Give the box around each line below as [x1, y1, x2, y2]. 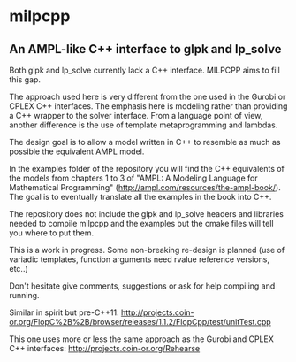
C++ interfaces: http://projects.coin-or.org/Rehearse [9, 343, 201, 353]
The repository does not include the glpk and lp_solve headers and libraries [9, 209, 285, 219]
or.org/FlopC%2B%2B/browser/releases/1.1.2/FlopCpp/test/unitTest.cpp [9, 317, 271, 327]
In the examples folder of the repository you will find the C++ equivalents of [9, 164, 285, 173]
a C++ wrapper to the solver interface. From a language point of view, [9, 111, 263, 120]
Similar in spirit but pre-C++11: [9, 307, 119, 318]
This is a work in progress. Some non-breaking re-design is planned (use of [9, 245, 285, 255]
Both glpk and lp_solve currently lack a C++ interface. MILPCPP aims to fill [9, 65, 280, 75]
